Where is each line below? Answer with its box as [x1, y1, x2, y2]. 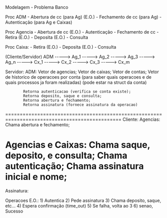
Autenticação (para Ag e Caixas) [5, 20, 73, 25]
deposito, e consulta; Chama [5, 150, 128, 161]
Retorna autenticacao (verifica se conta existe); [23, 89, 131, 94]
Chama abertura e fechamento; [5, 122, 70, 127]
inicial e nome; [5, 171, 67, 182]
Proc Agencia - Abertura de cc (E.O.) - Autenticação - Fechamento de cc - [5, 29, 159, 35]
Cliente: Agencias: [122, 116, 160, 122]
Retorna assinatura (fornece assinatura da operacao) [23, 102, 138, 107]
